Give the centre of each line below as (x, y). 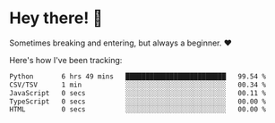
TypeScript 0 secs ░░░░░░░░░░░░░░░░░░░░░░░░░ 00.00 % (138, 102)
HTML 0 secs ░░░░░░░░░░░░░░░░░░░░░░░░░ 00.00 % (138, 110)
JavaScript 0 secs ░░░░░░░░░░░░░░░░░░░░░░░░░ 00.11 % (138, 93)
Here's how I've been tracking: (66, 60)
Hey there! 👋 (56, 18)
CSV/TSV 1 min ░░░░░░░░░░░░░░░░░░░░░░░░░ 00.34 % (138, 85)
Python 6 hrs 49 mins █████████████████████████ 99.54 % (138, 76)
